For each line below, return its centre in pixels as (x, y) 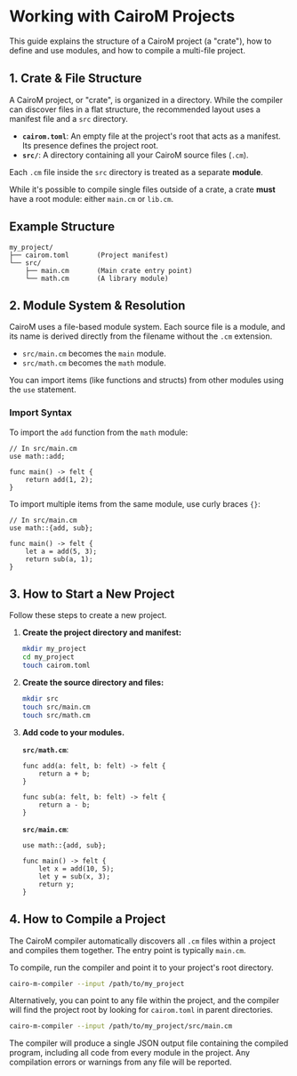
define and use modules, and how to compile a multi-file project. (128, 50)
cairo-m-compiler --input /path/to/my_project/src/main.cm (121, 1026)
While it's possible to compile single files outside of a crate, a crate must (142, 189)
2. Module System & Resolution (97, 305)
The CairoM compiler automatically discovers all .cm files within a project (142, 941)
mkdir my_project (54, 649)
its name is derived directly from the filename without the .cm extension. (141, 336)
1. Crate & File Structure (76, 79)
